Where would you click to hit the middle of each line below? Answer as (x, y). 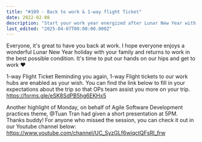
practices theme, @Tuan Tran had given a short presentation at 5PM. (92, 114)
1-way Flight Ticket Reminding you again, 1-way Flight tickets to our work (97, 76)
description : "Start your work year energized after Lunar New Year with (101, 23)
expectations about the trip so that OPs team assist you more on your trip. (98, 89)
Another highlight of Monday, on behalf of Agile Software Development (95, 107)
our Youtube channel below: (41, 126)
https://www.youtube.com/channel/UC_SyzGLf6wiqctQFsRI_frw (86, 133)
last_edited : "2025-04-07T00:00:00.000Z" (59, 29)
